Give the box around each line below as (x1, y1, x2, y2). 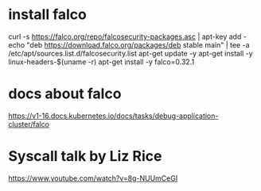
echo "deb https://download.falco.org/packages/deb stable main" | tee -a (8, 40, 250, 49)
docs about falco (8, 85, 122, 103)
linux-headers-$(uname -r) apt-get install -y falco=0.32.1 (8, 57, 195, 67)
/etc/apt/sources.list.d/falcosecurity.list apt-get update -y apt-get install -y (8, 48, 253, 58)
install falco (8, 6, 88, 24)
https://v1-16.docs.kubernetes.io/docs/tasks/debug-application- (8, 111, 219, 120)
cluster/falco (8, 119, 50, 128)
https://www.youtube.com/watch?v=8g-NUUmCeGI (8, 173, 178, 183)
